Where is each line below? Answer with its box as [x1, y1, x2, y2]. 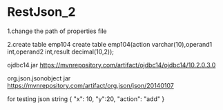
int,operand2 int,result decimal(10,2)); [7, 47, 115, 56]
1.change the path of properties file [7, 27, 107, 35]
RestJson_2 [7, 4, 76, 20]
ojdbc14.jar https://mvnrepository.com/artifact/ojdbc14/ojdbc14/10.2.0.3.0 [7, 60, 216, 69]
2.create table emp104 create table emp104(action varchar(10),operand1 [7, 40, 213, 48]
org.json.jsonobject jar [7, 74, 71, 82]
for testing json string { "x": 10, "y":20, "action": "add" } [7, 94, 165, 103]
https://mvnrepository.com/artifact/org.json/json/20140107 [7, 81, 174, 89]
